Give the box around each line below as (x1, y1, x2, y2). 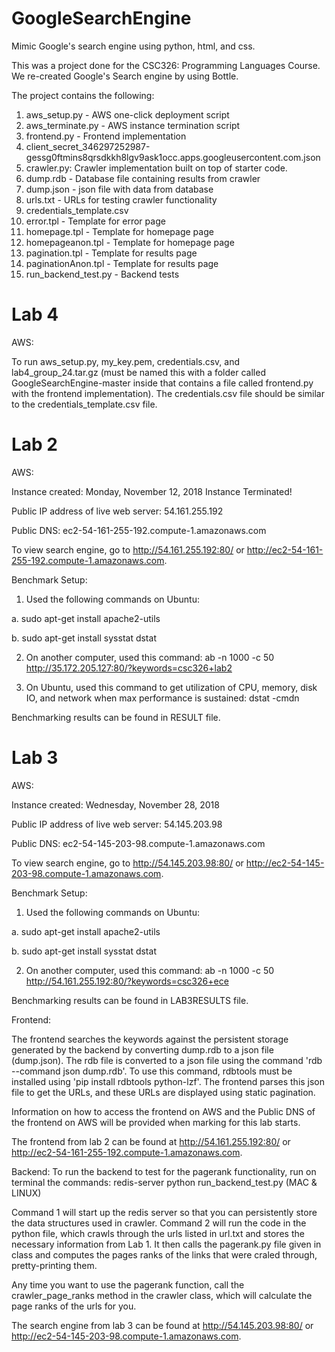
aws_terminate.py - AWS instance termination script (25, 119, 241, 131)
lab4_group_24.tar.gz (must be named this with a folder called (11, 366, 266, 378)
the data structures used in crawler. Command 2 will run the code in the (11, 1217, 307, 1229)
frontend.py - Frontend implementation (25, 130, 187, 142)
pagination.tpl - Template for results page (25, 247, 198, 259)
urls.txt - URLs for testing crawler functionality (25, 193, 218, 206)
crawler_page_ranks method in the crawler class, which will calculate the (11, 1289, 313, 1301)
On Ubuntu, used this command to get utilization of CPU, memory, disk (25, 681, 318, 693)
